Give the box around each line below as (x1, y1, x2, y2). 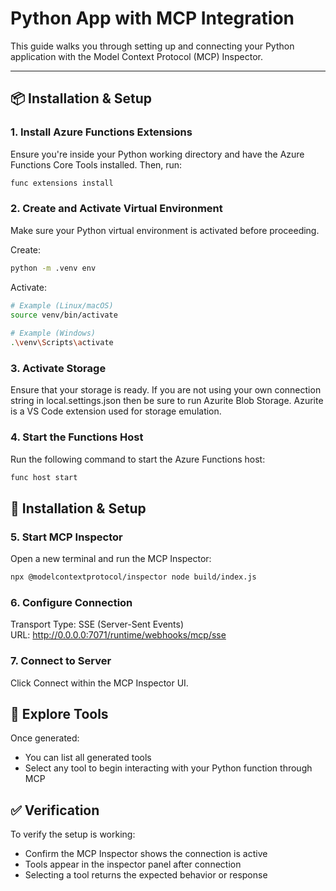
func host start (10, 472, 78, 482)
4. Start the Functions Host (10, 430, 144, 444)
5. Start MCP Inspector (10, 530, 123, 544)
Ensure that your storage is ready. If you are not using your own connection (10, 384, 322, 396)
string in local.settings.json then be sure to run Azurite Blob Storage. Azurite (10, 395, 324, 407)
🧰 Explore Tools (10, 706, 109, 723)
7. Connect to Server (10, 654, 112, 668)
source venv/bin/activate (10, 310, 118, 320)
